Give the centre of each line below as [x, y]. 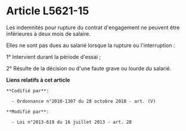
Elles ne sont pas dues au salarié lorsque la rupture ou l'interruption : [91, 45]
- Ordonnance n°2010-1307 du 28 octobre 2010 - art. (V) [84, 101]
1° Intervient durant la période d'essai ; [54, 57]
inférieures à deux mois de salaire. [48, 33]
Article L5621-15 [48, 11]
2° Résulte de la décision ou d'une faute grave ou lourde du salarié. [89, 68]
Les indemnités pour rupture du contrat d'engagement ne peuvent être [93, 27]
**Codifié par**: [28, 91]
